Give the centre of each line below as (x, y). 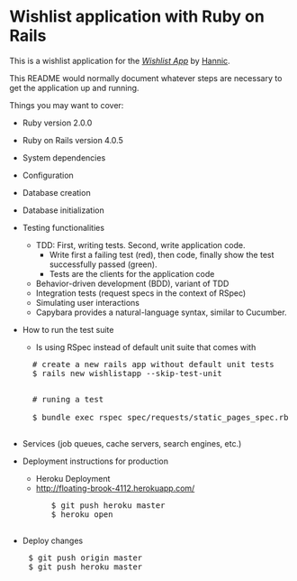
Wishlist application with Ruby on (137, 17)
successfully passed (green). (103, 264)
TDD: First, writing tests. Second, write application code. (140, 244)
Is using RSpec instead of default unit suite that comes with (146, 347)
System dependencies (64, 157)
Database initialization (63, 210)
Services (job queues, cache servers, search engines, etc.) (132, 443)
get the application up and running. (74, 88)
